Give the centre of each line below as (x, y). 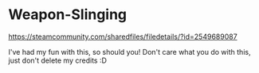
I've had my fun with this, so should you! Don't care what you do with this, (129, 52)
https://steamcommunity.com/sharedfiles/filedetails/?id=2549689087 (123, 36)
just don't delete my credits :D (58, 60)
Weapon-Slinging (68, 15)
